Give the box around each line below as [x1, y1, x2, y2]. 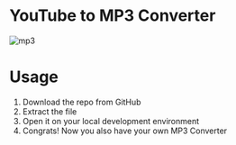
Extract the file [22, 105, 77, 117]
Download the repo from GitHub [22, 96, 141, 107]
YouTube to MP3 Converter [9, 5, 216, 26]
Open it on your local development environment [22, 115, 200, 126]
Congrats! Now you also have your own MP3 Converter [22, 125, 228, 136]
